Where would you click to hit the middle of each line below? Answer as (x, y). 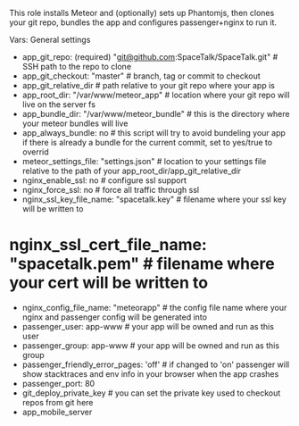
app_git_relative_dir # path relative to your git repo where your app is (148, 85)
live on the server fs (59, 104)
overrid (35, 152)
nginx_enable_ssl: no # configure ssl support (104, 180)
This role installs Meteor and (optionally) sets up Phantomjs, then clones (142, 13)
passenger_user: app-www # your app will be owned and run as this (148, 326)
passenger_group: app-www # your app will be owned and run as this (150, 345)
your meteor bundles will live (75, 123)
